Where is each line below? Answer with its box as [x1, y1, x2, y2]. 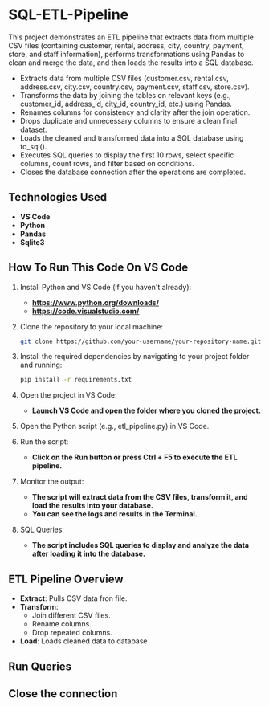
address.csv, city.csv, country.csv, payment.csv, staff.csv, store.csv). [19, 82, 251, 92]
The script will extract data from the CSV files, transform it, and [31, 492, 248, 502]
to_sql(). [19, 141, 47, 151]
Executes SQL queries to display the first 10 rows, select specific [19, 150, 234, 160]
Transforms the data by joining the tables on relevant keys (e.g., [19, 90, 231, 100]
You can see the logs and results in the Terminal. [31, 509, 198, 519]
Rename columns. [31, 619, 92, 629]
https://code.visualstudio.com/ [31, 306, 140, 316]
